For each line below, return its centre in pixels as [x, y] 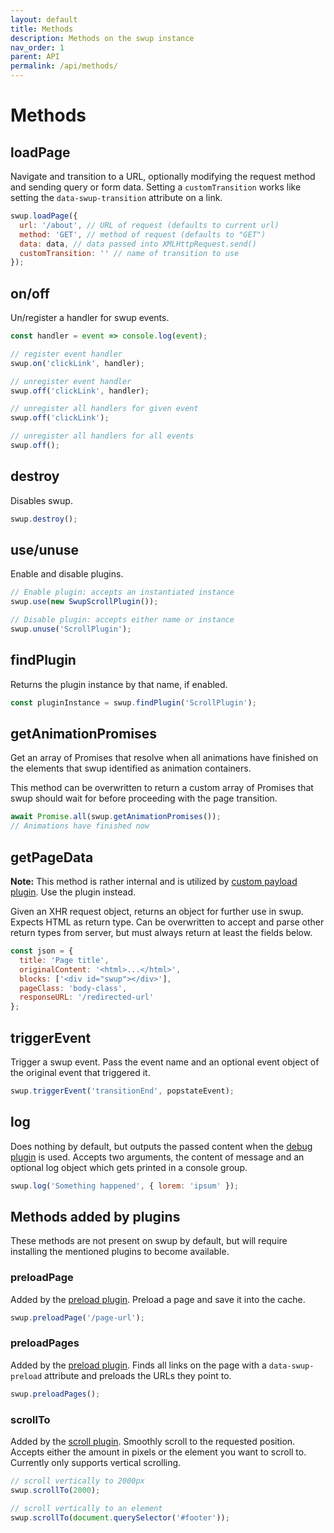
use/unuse [44, 550]
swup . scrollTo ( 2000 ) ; [55, 1490]
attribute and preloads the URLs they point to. [138, 1375]
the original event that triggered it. [80, 1072]
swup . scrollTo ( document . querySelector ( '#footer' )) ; [120, 1517]
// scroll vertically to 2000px [77, 1481]
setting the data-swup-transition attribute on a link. [116, 197]
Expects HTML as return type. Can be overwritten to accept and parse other [167, 922]
